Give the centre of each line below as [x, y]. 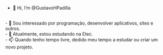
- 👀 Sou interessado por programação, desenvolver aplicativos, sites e [79, 23]
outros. [13, 29]
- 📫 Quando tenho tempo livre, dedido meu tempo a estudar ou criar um [82, 40]
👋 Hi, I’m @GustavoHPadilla [41, 8]
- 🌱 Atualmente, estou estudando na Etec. [49, 34]
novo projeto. [19, 47]
